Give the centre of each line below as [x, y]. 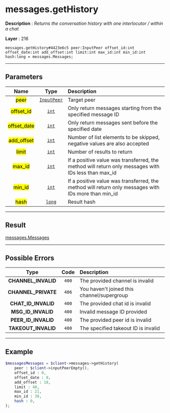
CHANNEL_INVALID [32, 281]
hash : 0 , [25, 401]
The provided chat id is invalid [115, 304]
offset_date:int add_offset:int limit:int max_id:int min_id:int [75, 52]
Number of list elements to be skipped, [114, 137]
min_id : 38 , [28, 396]
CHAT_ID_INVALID [32, 304]
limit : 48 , [27, 387]
